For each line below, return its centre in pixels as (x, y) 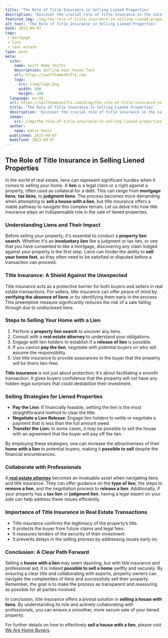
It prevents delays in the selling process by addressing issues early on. (85, 539)
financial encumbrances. (31, 454)
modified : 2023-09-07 (32, 140)
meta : (11, 56)
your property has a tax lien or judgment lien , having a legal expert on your (83, 494)
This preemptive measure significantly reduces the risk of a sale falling (78, 302)
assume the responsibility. (39, 352)
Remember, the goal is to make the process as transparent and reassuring (81, 584)
